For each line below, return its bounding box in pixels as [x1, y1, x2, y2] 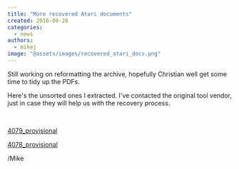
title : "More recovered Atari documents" [7, 10, 133, 18]
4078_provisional [7, 140, 59, 148]
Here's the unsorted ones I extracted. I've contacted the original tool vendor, [7, 91, 232, 100]
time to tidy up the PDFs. [7, 77, 81, 86]
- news [14, 30, 34, 38]
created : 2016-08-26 [7, 17, 69, 24]
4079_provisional [7, 126, 58, 135]
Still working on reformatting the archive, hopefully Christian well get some [7, 69, 227, 78]
